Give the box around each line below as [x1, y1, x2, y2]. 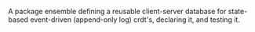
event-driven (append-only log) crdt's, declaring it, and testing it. [30, 15, 241, 24]
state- [228, 7, 248, 16]
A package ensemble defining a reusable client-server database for [8, 7, 227, 16]
